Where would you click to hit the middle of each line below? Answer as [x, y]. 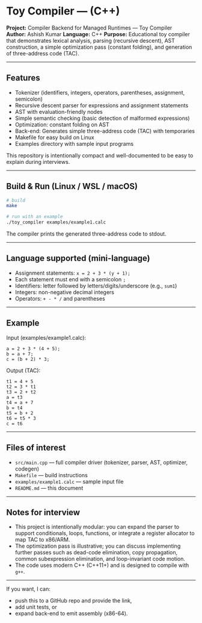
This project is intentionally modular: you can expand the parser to [97, 527]
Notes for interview [43, 512]
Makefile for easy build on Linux [54, 137]
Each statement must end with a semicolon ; [70, 279]
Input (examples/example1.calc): [46, 337]
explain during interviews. [38, 161]
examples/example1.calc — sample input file [69, 481]
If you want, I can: [29, 589]
